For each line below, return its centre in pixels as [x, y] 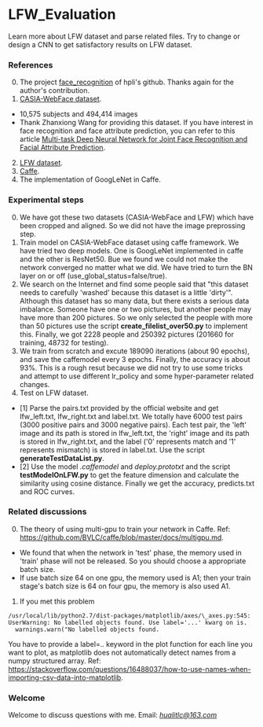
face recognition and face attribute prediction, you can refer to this [127, 131]
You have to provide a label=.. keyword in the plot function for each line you [130, 644]
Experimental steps [46, 200]
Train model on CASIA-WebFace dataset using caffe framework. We [129, 242]
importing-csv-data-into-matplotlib [65, 677]
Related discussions [47, 511]
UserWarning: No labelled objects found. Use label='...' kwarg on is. [128, 622]
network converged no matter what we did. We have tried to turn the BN [136, 267]
